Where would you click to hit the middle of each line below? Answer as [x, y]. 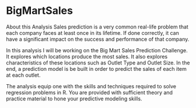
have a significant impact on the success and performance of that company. [98, 39]
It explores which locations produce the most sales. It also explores [87, 56]
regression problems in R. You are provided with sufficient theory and [90, 92]
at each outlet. [23, 75]
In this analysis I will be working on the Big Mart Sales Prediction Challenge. [97, 50]
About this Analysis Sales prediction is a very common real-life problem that [97, 27]
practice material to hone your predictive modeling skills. [74, 98]
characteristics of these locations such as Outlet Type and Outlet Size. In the [98, 63]
